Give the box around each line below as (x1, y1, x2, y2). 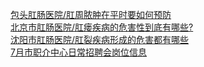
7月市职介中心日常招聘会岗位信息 (10, 46, 147, 58)
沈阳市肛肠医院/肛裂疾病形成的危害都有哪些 (10, 34, 190, 45)
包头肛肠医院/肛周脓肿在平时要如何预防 (10, 9, 172, 20)
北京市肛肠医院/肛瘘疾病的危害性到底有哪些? (10, 21, 194, 33)
